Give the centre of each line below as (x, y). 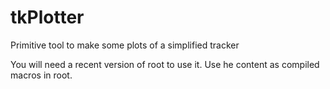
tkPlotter (47, 17)
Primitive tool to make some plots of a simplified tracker (125, 45)
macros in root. (41, 75)
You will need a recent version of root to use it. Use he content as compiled (165, 64)
